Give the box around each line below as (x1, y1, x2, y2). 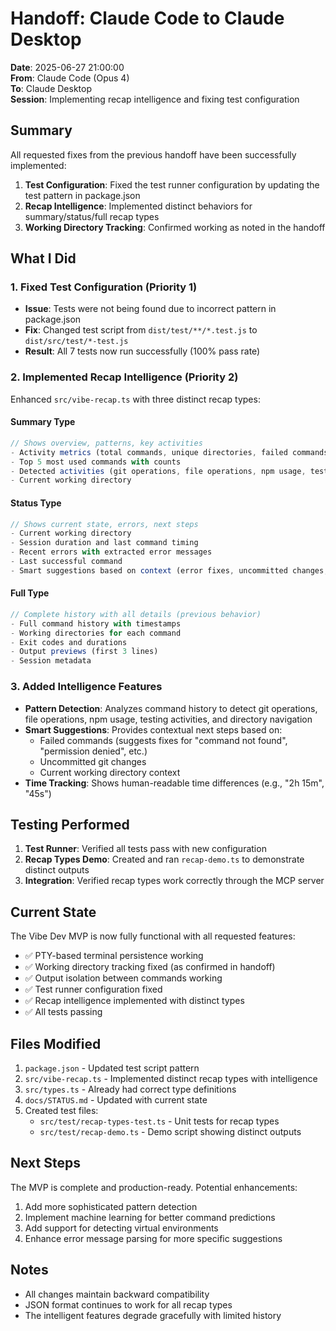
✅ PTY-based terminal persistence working (24, 950, 204, 962)
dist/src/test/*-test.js (24, 337, 129, 347)
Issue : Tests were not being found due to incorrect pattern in (24, 303, 277, 315)
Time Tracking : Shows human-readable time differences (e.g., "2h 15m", (24, 777, 325, 789)
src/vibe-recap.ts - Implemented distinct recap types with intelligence (24, 1072, 318, 1084)
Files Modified (10, 1035, 102, 1052)
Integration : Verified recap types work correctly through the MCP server (24, 875, 325, 887)
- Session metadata (10, 656, 92, 666)
